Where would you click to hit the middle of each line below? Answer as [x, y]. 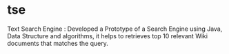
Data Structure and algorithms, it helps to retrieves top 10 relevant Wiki [108, 36]
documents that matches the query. [58, 43]
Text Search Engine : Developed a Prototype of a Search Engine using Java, [115, 29]
